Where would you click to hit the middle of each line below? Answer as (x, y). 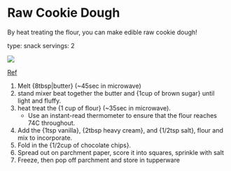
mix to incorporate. (45, 137)
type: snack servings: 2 (41, 45)
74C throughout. (51, 123)
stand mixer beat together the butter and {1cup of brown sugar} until (116, 93)
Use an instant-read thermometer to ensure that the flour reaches (122, 115)
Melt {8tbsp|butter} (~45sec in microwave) (79, 86)
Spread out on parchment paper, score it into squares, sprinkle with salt (120, 152)
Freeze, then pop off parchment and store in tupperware (99, 160)
